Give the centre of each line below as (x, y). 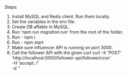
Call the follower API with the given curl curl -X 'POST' (66, 53)
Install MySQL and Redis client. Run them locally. (61, 16)
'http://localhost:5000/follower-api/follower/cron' (61, 58)
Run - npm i (24, 37)
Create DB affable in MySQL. (41, 27)
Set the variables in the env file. (43, 22)
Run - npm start (27, 42)
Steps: (11, 7)
